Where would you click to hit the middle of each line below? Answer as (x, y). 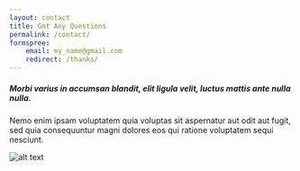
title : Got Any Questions (58, 26)
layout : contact (40, 18)
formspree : (30, 43)
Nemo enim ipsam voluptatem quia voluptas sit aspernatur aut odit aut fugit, (150, 120)
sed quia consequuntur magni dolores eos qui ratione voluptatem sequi (141, 130)
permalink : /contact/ (50, 34)
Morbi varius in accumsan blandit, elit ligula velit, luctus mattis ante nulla (150, 88)
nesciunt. (27, 139)
